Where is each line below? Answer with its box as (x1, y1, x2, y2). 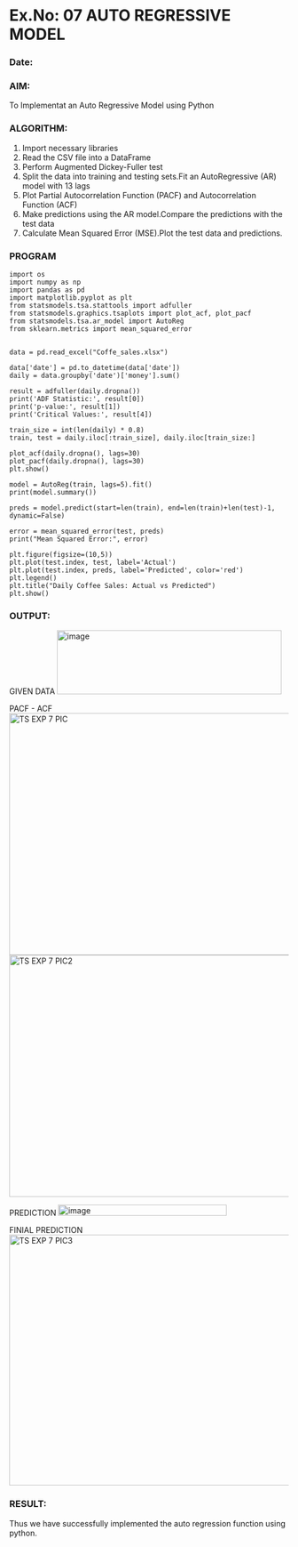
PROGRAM (9, 250, 57, 262)
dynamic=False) (9, 512, 66, 520)
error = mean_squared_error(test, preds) (9, 527, 165, 536)
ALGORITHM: (9, 122, 68, 134)
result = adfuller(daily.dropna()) (9, 387, 141, 396)
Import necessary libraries (21, 142, 119, 153)
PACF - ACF (9, 704, 53, 714)
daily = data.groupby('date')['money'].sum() (9, 371, 180, 380)
